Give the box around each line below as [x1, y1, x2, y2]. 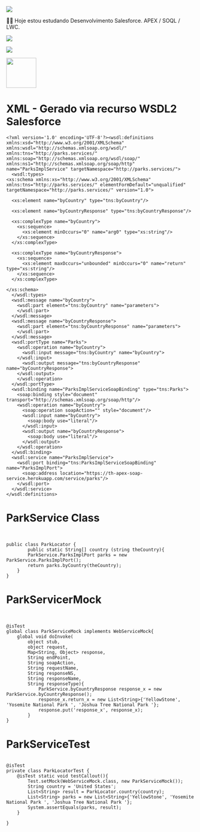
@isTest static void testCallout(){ [17, 773, 109, 779]
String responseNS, [28, 670, 77, 676]
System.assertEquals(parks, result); [28, 804, 122, 810]
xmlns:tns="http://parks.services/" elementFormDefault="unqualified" [6, 182, 186, 188]
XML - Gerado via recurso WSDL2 [6, 102, 177, 116]
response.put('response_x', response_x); [38, 707, 144, 713]
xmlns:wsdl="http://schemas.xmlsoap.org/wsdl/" [6, 145, 128, 151]
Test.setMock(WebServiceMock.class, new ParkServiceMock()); [28, 778, 184, 784]
